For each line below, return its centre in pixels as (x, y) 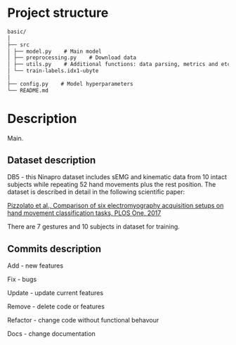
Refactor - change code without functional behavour (83, 320)
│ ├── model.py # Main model (54, 51)
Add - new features (35, 266)
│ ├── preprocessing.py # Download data (72, 58)
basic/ (17, 32)
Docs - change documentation (52, 334)
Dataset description (52, 161)
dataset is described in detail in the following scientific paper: (96, 192)
